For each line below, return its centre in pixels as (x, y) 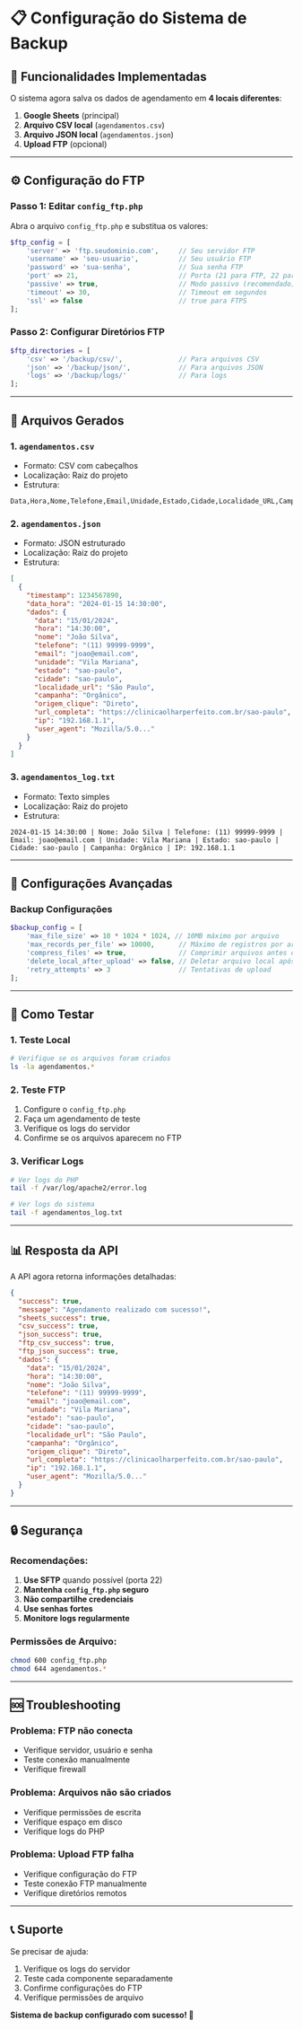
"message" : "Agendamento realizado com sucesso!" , (115, 1309)
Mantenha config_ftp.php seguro (86, 1590)
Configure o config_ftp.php (74, 1110)
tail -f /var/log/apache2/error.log (78, 1188)
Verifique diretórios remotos (75, 1893)
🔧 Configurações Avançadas (91, 884)
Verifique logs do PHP (64, 1831)
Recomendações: (49, 1561)
